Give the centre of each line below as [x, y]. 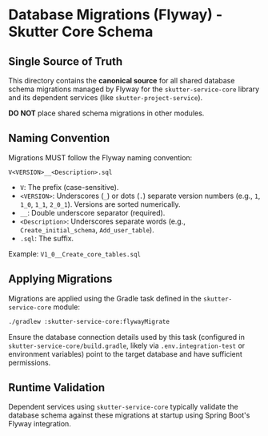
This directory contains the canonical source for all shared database [122, 81]
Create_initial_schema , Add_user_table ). [87, 229]
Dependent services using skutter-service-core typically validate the [123, 407]
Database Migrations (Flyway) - [116, 15]
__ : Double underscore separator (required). [92, 212]
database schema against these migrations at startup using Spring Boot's [129, 415]
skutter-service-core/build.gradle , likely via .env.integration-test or [127, 345]
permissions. [30, 362]
